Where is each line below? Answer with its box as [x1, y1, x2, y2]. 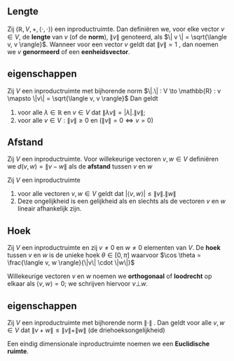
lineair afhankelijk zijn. [17, 204, 82, 213]
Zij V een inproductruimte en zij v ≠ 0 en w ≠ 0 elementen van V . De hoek [7, 244, 221, 252]
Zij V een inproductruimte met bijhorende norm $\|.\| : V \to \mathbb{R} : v [7, 86, 221, 95]
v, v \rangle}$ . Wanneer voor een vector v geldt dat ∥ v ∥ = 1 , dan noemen [7, 40, 219, 48]
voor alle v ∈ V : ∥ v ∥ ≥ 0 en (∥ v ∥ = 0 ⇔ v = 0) [17, 116, 154, 124]
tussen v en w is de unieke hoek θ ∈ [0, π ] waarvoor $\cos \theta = [7, 251, 202, 259]
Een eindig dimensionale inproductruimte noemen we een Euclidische [7, 340, 210, 348]
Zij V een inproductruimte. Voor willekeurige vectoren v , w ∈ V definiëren [7, 155, 219, 164]
